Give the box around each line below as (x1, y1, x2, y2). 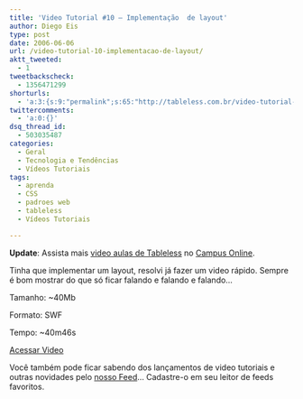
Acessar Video (9, 344, 64, 355)
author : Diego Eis (9, 22, 78, 31)
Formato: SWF (9, 309, 63, 320)
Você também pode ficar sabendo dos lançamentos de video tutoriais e (9, 362, 275, 373)
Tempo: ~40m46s (9, 327, 77, 338)
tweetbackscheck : (9, 72, 75, 81)
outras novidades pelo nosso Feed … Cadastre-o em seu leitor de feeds (9, 371, 274, 382)
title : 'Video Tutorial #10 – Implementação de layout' (9, 13, 228, 23)
